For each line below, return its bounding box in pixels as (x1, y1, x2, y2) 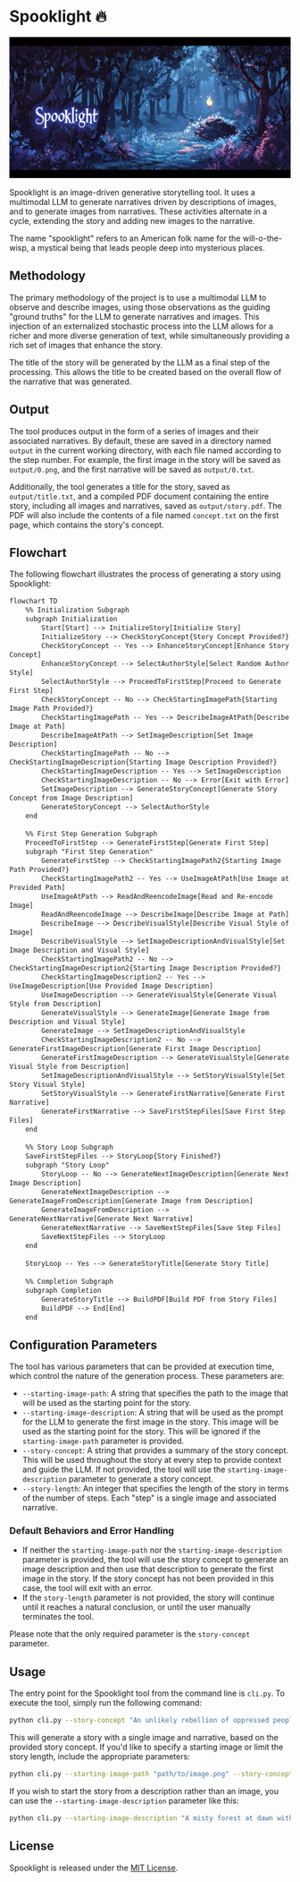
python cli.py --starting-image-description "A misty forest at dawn (9, 1814, 274, 1823)
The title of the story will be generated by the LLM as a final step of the (9, 356, 271, 368)
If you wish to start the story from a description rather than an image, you (9, 1786, 279, 1797)
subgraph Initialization (25, 615, 118, 624)
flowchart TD (9, 597, 58, 606)
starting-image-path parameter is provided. (21, 1435, 185, 1447)
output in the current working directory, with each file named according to (9, 445, 281, 456)
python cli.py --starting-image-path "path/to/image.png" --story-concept (9, 1770, 294, 1779)
